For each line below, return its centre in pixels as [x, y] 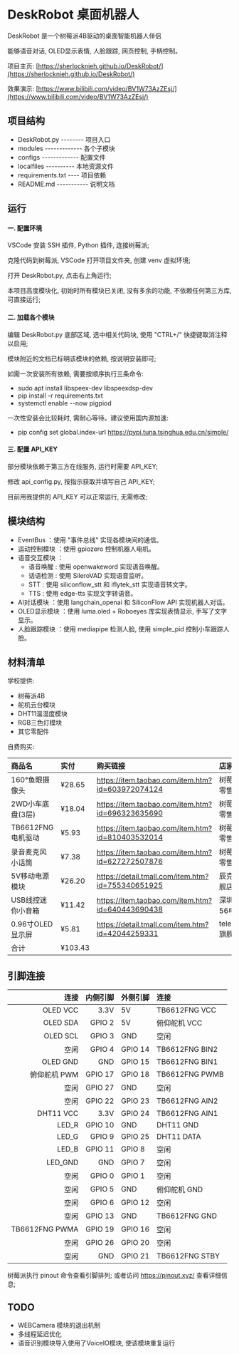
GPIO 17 [100, 1075]
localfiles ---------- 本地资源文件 [65, 166]
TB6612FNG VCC [186, 1011]
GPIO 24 [135, 1114]
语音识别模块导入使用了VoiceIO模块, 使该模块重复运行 [96, 1343]
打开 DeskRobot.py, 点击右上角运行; [59, 276]
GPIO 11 [100, 1149]
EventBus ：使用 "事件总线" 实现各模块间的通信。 [90, 539]
